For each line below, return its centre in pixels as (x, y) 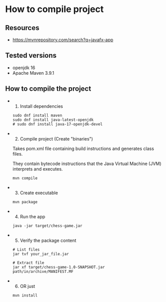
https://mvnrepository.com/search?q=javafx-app (63, 40)
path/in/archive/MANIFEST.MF (43, 271)
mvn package (25, 202)
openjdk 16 (24, 67)
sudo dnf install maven (37, 115)
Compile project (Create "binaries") (56, 138)
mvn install (25, 295)
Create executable (39, 193)
